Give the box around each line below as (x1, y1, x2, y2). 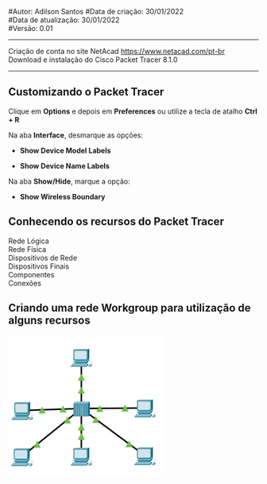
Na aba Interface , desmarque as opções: (8, 130, 144, 140)
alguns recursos (8, 314, 91, 327)
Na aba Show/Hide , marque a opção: (8, 176, 131, 186)
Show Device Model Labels (19, 145, 111, 155)
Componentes (8, 269, 55, 279)
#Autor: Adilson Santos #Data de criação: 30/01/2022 (8, 7, 184, 16)
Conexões (8, 278, 42, 288)
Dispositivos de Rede (8, 253, 78, 262)
